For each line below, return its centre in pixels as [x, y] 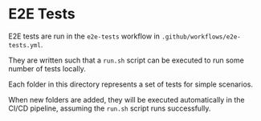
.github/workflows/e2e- [201, 37]
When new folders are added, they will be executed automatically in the [126, 99]
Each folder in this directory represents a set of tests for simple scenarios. [130, 84]
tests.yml [25, 45]
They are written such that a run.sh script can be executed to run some [126, 60]
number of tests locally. [47, 68]
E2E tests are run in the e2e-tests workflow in [84, 36]
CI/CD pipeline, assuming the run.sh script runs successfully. [110, 108]
